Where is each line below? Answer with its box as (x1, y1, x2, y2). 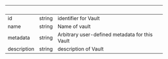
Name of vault (57, 23, 91, 29)
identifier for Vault (57, 15, 100, 21)
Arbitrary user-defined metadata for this (57, 31, 153, 38)
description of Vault (57, 45, 104, 52)
